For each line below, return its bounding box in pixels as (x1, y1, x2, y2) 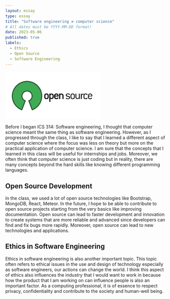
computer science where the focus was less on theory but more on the (5, 140, 154, 146)
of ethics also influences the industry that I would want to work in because (5, 272, 161, 278)
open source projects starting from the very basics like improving (5, 206, 142, 212)
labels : (5, 41, 22, 46)
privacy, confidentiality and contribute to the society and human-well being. (5, 288, 164, 294)
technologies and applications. (5, 227, 70, 234)
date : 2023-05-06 (5, 29, 42, 35)
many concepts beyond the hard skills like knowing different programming (5, 161, 160, 168)
